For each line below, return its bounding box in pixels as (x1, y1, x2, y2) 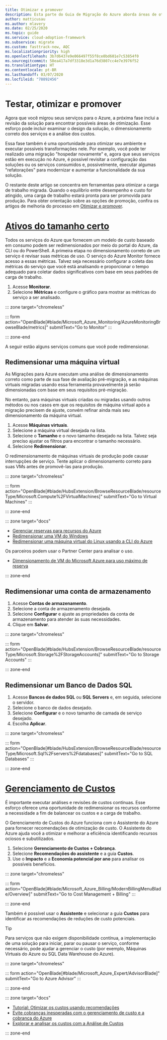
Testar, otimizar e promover (5, 98, 122, 110)
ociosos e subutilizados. (5, 836, 55, 842)
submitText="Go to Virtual (103, 494, 157, 500)
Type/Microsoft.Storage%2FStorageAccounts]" (5, 652, 102, 658)
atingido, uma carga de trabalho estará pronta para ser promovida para (5, 192, 151, 198)
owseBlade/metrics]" (5, 324, 49, 330)
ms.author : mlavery (5, 21, 46, 26)
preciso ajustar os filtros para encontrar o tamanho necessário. (12, 438, 142, 444)
